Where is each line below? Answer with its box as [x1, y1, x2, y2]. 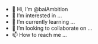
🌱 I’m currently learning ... [11, 18, 75, 25]
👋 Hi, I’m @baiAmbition [11, 6, 68, 12]
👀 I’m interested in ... [11, 12, 62, 19]
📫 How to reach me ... [11, 32, 67, 38]
